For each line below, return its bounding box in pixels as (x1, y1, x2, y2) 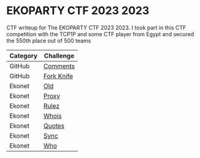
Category (9, 51, 38, 60)
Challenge (44, 51, 75, 60)
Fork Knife (43, 72, 74, 80)
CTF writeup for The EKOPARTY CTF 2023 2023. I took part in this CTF (6, 24, 187, 31)
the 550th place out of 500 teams (6, 37, 91, 44)
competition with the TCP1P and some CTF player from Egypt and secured (6, 30, 194, 37)
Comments (43, 62, 75, 70)
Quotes (43, 121, 64, 130)
